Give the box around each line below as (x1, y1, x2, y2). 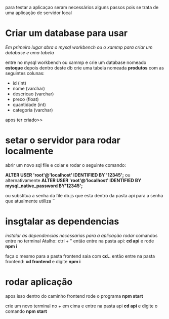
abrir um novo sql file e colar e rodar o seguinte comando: (5, 162, 126, 168)
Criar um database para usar (5, 27, 128, 39)
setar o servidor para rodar (5, 134, 120, 146)
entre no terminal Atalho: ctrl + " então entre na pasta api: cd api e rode (5, 238, 154, 244)
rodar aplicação (5, 276, 73, 288)
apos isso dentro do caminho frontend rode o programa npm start (5, 293, 143, 299)
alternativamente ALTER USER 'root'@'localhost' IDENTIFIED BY (5, 177, 142, 183)
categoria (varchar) (12, 107, 53, 113)
